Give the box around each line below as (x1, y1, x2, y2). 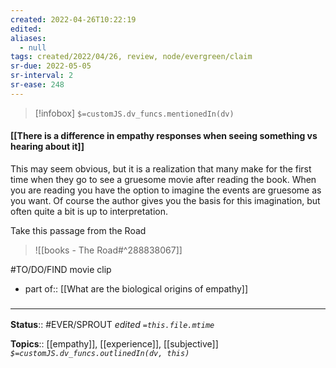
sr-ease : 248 (10, 80, 65, 90)
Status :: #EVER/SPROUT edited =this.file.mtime (10, 319, 215, 331)
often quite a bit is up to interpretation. (10, 205, 168, 217)
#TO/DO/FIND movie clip (10, 263, 112, 275)
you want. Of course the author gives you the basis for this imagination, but (10, 194, 321, 206)
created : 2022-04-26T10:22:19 (10, 14, 137, 25)
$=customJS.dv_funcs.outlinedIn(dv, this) (10, 349, 190, 359)
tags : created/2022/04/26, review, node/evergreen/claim (10, 52, 253, 62)
